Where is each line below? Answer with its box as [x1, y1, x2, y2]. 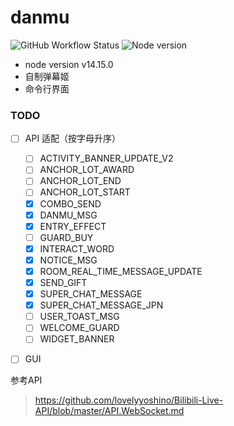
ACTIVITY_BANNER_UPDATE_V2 [39, 152, 174, 165]
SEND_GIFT [39, 276, 88, 288]
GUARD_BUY [39, 231, 94, 243]
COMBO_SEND [39, 197, 102, 210]
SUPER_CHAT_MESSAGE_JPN [39, 299, 164, 311]
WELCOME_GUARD [39, 322, 120, 334]
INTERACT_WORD [39, 242, 115, 255]
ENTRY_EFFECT [39, 220, 107, 232]
